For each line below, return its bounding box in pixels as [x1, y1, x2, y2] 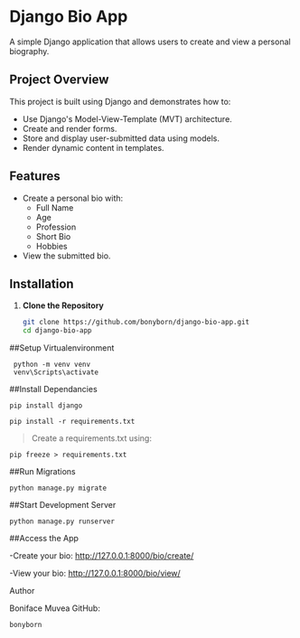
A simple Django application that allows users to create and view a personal [9, 36, 291, 47]
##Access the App [9, 533, 80, 544]
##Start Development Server [9, 500, 117, 511]
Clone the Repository [22, 300, 104, 311]
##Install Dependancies [9, 384, 98, 395]
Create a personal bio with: [22, 192, 124, 203]
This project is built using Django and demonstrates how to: [9, 96, 231, 107]
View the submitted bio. [22, 250, 111, 261]
